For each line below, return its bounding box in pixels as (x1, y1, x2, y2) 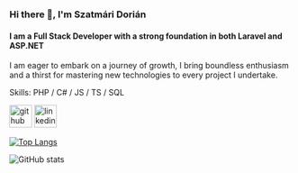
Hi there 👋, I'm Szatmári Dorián (9, 8, 147, 21)
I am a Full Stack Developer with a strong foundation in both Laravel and (9, 31, 283, 41)
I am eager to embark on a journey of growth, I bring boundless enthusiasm (9, 60, 290, 71)
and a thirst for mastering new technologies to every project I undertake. (9, 69, 278, 80)
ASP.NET (9, 40, 45, 50)
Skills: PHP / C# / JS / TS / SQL (9, 87, 124, 98)
